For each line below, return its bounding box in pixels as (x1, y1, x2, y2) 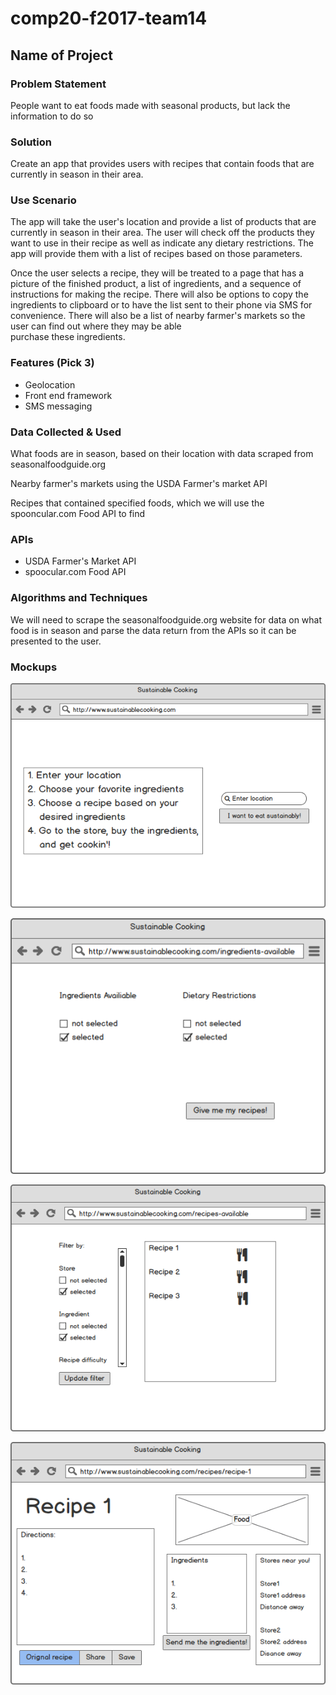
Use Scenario (10, 193, 77, 207)
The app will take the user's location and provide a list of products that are (10, 216, 317, 228)
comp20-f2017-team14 (10, 7, 208, 30)
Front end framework (24, 389, 113, 401)
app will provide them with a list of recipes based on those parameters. (10, 248, 303, 260)
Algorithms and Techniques (10, 591, 148, 605)
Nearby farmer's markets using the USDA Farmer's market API (10, 478, 268, 490)
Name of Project (10, 47, 113, 64)
